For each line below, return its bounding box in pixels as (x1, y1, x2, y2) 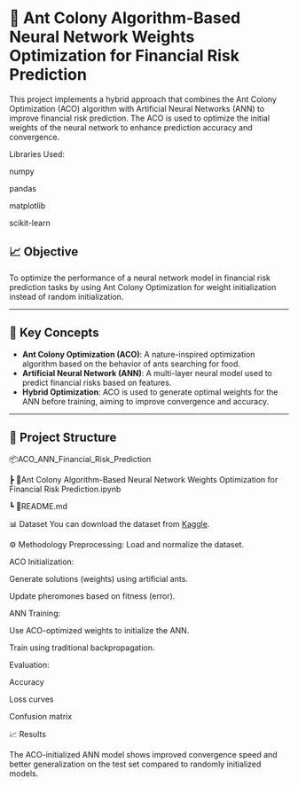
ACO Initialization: (9, 556, 74, 567)
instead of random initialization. (9, 291, 124, 302)
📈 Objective (9, 244, 79, 260)
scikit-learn (9, 217, 51, 228)
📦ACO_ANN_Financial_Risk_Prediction (9, 454, 152, 465)
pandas (9, 183, 37, 193)
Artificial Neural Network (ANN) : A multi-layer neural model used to (21, 367, 272, 378)
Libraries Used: (9, 148, 65, 159)
